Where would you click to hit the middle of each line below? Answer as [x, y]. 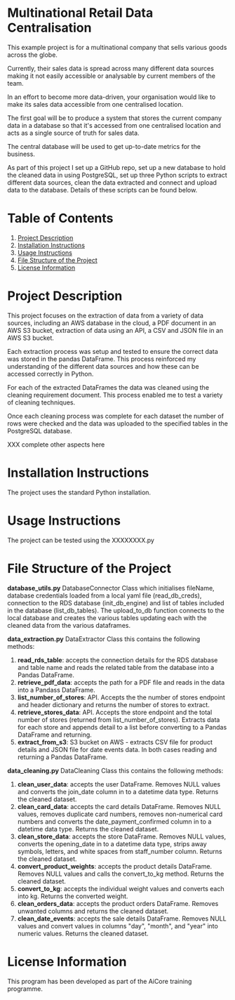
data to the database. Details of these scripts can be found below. [102, 190]
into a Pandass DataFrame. [56, 690]
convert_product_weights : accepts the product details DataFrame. [115, 866]
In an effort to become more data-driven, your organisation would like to [112, 97]
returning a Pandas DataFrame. [62, 757]
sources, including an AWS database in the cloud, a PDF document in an [112, 323]
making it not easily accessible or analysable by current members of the [112, 76]
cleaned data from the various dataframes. [69, 625]
